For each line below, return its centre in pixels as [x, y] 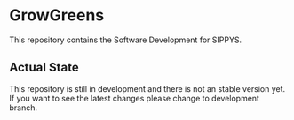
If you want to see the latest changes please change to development [135, 98]
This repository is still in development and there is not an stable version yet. [147, 88]
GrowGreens [57, 15]
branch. [24, 108]
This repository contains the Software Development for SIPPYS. [126, 40]
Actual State [44, 67]
